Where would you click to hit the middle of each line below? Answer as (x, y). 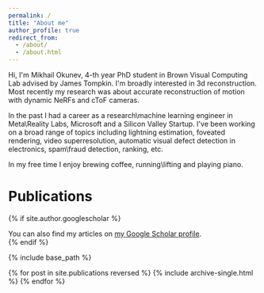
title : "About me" (38, 23)
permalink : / (30, 15)
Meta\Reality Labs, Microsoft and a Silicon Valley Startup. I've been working (132, 124)
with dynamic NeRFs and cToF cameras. (74, 100)
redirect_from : (33, 38)
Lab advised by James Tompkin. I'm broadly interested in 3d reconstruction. (133, 83)
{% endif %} (29, 242)
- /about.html (38, 52)
